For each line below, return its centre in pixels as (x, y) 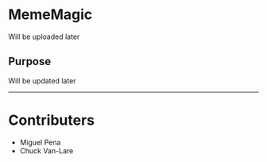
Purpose (30, 62)
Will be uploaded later (44, 37)
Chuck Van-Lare (46, 150)
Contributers (52, 120)
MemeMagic (50, 15)
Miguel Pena (40, 142)
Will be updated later (43, 80)
